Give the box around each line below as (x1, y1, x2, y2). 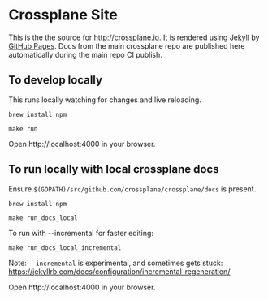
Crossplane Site (8, 6, 118, 24)
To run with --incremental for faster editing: (8, 228, 154, 238)
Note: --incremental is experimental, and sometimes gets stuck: (8, 258, 223, 268)
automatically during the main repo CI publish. (8, 49, 162, 59)
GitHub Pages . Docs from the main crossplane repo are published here (8, 41, 245, 50)
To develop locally (8, 73, 103, 87)
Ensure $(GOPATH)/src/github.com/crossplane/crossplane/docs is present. (8, 184, 257, 194)
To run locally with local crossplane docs (8, 162, 219, 176)
